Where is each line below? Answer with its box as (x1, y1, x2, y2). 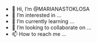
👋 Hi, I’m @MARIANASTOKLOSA (11, 6, 90, 12)
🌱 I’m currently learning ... (11, 18, 75, 24)
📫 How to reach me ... (11, 31, 66, 37)
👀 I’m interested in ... (11, 12, 62, 19)
